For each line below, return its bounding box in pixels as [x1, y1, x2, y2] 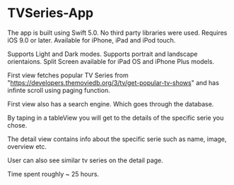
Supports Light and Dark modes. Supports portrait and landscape [7, 50, 198, 58]
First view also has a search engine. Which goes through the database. [7, 99, 214, 108]
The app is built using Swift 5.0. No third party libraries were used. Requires [7, 28, 228, 37]
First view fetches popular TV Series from [7, 71, 129, 79]
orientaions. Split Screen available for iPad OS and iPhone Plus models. [7, 57, 214, 65]
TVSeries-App [7, 5, 94, 21]
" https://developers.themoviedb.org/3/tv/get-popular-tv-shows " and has [7, 78, 219, 86]
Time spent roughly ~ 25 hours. [7, 169, 100, 178]
